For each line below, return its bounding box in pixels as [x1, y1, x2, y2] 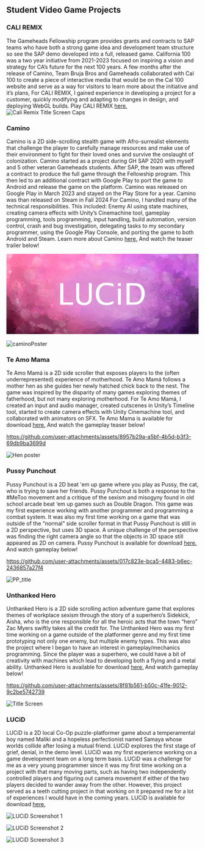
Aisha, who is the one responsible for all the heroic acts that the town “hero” [6, 617, 198, 625]
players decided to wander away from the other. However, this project [6, 781, 182, 788]
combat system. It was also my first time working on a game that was [6, 513, 181, 520]
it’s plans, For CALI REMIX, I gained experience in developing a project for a [6, 89, 196, 97]
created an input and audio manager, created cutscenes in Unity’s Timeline [6, 402, 195, 409]
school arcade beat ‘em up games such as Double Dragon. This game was [6, 500, 193, 507]
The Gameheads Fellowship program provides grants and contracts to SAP [6, 37, 195, 45]
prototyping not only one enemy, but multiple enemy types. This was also [6, 637, 191, 644]
